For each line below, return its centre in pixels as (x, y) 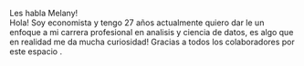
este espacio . (36, 52)
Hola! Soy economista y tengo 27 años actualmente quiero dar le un (137, 23)
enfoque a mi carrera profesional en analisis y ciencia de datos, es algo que (152, 32)
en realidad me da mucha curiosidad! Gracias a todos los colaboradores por (152, 42)
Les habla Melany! (44, 13)
